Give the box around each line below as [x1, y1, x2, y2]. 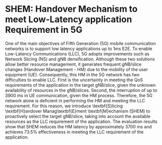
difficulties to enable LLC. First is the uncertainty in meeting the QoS [5, 77, 143, 83]
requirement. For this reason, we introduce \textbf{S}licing [5, 103, 123, 109]
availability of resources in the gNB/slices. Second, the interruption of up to [5, 87, 158, 93]
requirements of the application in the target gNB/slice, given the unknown [5, 82, 156, 88]
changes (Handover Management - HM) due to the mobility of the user [5, 66, 148, 72]
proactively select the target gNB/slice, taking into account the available [5, 113, 151, 119]
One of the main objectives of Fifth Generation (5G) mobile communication [5, 40, 156, 46]
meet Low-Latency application [5, 14, 133, 25]
